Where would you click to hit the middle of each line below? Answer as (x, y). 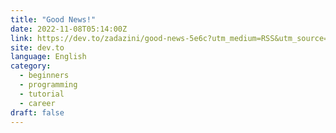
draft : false (37, 112)
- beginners (44, 76)
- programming (48, 85)
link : (21, 38)
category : (31, 66)
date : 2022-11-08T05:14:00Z (69, 29)
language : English (48, 57)
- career (37, 103)
